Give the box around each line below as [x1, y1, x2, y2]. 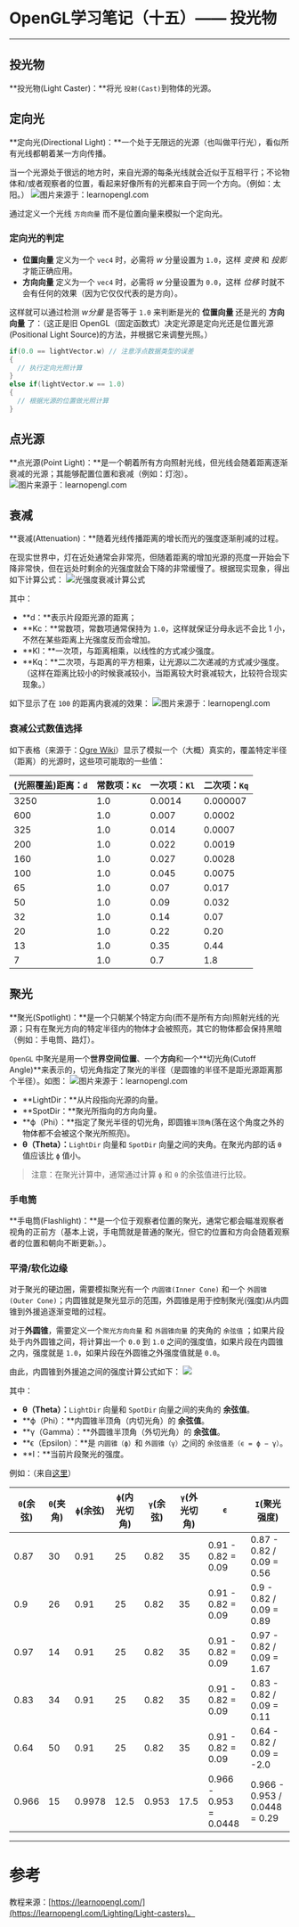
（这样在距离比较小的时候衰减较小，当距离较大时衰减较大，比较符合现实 [21, 668, 287, 678]
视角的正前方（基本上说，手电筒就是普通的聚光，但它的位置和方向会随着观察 [9, 1226, 290, 1237]
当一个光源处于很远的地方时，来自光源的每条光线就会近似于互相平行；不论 [9, 167, 282, 177]
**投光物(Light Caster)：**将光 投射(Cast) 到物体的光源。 [9, 82, 216, 94]
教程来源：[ [9, 1897, 52, 1907]
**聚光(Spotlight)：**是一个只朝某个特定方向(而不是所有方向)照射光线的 [9, 1012, 272, 1022]
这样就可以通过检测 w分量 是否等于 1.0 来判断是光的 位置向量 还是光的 [9, 307, 267, 317]
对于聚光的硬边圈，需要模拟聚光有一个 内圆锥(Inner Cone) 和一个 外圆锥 [9, 1284, 268, 1295]
